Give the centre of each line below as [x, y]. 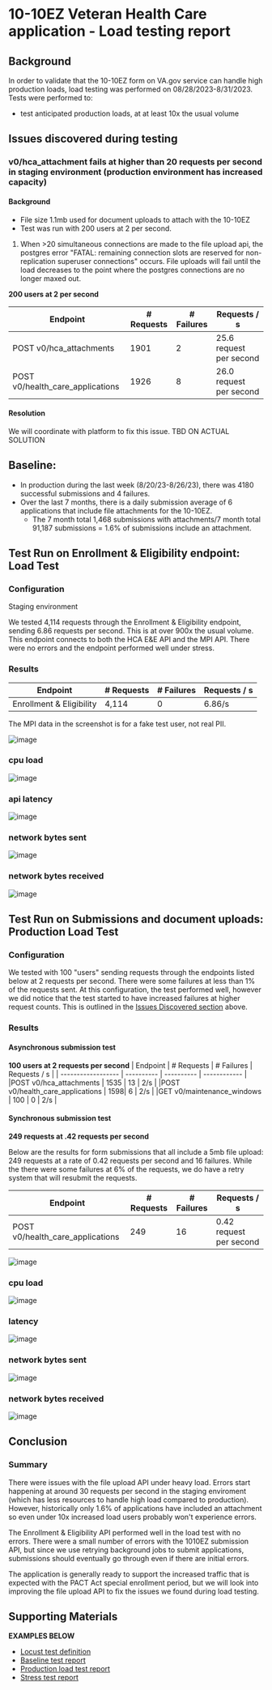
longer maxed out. [51, 278]
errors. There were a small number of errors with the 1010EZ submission [129, 1541]
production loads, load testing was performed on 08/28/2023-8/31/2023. [131, 89]
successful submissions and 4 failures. [85, 493]
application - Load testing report [119, 31]
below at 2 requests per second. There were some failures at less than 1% [132, 981]
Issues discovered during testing [93, 139]
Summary [28, 1465]
